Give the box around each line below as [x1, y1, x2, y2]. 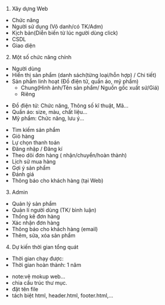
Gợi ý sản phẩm [11, 164, 51, 171]
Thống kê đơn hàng [11, 213, 60, 220]
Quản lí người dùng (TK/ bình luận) [11, 207, 96, 214]
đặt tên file [11, 286, 39, 292]
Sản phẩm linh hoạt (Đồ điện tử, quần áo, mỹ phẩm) [11, 78, 139, 85]
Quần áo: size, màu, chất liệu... [11, 109, 88, 115]
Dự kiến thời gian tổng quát [11, 244, 79, 250]
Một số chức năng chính [11, 54, 72, 60]
